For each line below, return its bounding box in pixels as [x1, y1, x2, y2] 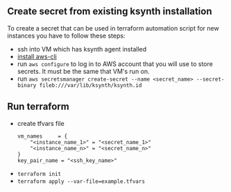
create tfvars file [17, 119, 65, 127]
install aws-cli [17, 52, 58, 61]
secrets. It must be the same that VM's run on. [17, 67, 151, 75]
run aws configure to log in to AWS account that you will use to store [17, 59, 213, 68]
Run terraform [7, 101, 69, 113]
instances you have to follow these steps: [7, 31, 126, 40]
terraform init [17, 170, 62, 177]
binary [17, 81, 37, 89]
